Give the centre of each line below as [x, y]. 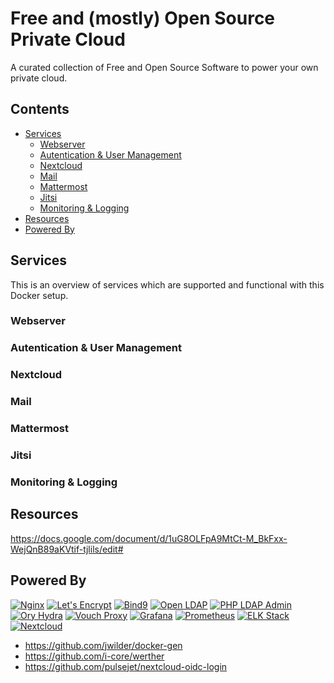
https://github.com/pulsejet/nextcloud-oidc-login [126, 666]
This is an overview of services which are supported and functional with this [167, 284]
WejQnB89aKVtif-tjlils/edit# [67, 549]
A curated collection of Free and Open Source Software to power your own [164, 67]
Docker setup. [39, 295]
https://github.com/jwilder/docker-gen [103, 645]
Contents [40, 109]
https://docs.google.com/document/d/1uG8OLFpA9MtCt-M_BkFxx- [149, 538]
